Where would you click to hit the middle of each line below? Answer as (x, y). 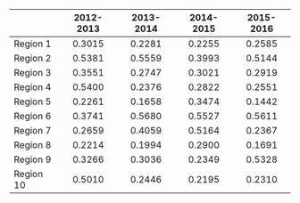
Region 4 (33, 87)
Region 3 (33, 73)
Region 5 (33, 101)
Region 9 (33, 159)
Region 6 (33, 116)
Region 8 (33, 145)
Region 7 (33, 130)
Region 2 (33, 58)
